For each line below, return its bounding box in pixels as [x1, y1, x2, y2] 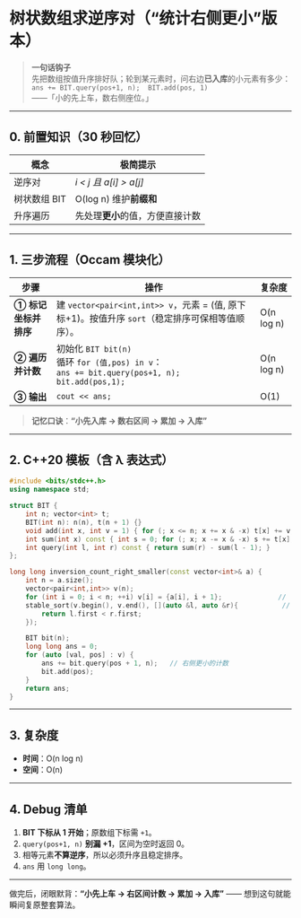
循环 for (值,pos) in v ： [56, 355, 163, 368]
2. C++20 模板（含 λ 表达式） [9, 452, 174, 468]
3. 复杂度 [9, 728, 59, 743]
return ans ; [25, 684, 70, 693]
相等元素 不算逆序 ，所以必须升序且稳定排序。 [21, 850, 188, 860]
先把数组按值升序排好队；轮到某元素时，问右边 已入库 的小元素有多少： [30, 73, 291, 83]
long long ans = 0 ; [25, 643, 99, 651]
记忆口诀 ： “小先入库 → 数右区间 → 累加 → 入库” [30, 415, 208, 426]
